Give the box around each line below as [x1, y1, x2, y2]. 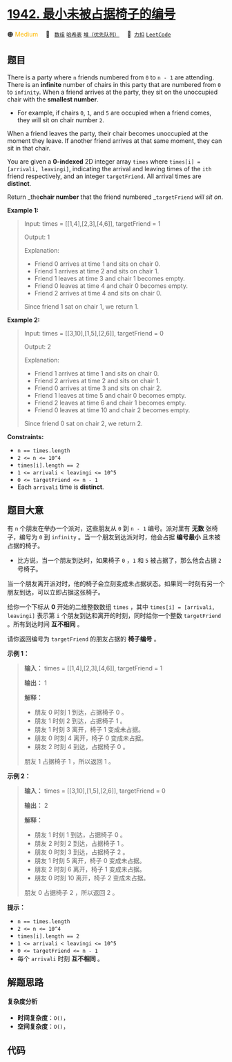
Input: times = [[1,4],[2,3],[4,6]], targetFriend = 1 [23, 219, 161, 228]
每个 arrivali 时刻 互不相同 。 [17, 954, 104, 963]
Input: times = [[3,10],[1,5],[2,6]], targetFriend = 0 [23, 329, 164, 337]
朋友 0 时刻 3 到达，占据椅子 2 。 [34, 847, 129, 856]
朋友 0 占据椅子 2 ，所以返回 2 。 [23, 888, 119, 896]
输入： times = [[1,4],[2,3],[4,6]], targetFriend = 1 [23, 664, 163, 672]
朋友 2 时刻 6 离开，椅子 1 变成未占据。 [34, 865, 146, 873]
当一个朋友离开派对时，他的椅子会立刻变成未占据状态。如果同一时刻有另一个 [7, 579, 225, 588]
